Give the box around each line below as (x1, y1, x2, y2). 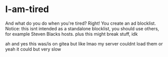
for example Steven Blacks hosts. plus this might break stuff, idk (5, 31, 138, 37)
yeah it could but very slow (5, 46, 61, 52)
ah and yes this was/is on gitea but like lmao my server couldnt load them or (5, 40, 163, 46)
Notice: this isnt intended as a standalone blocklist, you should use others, (5, 25, 159, 31)
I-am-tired (5, 4, 49, 15)
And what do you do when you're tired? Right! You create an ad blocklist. (5, 20, 156, 26)
